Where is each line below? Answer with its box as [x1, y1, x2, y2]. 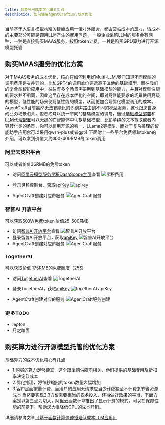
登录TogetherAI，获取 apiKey [12, 286, 70, 292]
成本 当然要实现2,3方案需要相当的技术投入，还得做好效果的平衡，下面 [12, 392, 154, 398]
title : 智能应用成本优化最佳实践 [5, 7, 65, 12]
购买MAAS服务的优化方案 [5, 60, 83, 68]
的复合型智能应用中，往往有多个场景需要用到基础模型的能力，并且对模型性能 [5, 86, 160, 92]
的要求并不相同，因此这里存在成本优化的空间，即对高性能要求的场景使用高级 [5, 92, 160, 98]
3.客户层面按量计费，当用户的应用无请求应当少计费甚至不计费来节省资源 [12, 386, 159, 392]
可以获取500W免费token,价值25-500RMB [5, 218, 89, 224]
